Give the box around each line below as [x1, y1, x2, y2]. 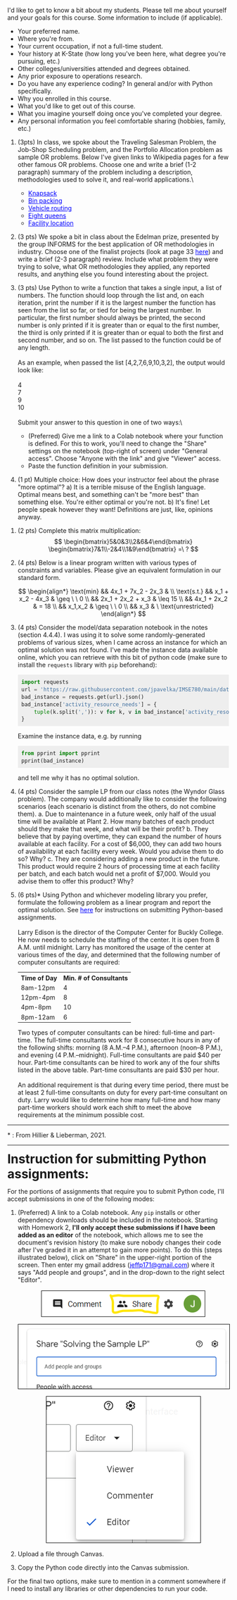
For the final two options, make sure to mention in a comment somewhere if [7, 1577, 226, 1586]
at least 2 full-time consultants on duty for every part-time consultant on [17, 1088, 228, 1097]
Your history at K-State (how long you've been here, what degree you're [17, 49, 226, 58]
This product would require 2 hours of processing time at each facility [17, 862, 220, 870]
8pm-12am [20, 1013, 56, 1021]
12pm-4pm [20, 993, 56, 1002]
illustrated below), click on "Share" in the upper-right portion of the [17, 1253, 212, 1261]
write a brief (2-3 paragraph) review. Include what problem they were [17, 255, 219, 263]
